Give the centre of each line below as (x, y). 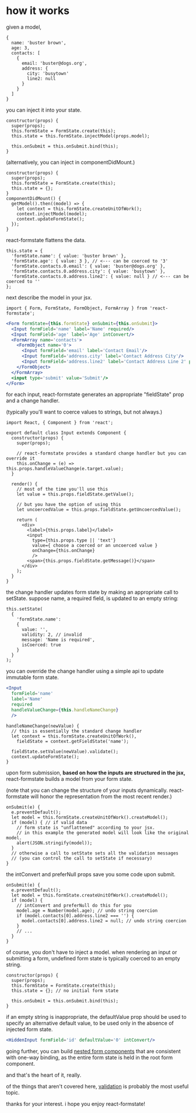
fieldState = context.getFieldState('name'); (73, 741)
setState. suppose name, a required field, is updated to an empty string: (92, 598)
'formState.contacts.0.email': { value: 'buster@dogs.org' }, (88, 266)
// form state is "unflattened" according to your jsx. (86, 828)
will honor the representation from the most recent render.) (101, 796)
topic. (13, 1093)
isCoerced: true (41, 645)
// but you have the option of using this (69, 505)
